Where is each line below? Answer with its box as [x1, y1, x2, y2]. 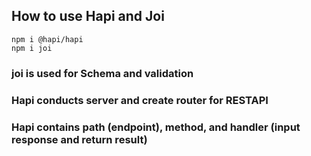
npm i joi [11, 43, 53, 53]
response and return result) [11, 132, 148, 146]
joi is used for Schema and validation [11, 66, 194, 80]
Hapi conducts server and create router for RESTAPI [11, 93, 269, 107]
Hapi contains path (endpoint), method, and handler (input [11, 120, 301, 134]
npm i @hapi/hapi [11, 34, 84, 44]
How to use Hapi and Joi [11, 8, 165, 25]
